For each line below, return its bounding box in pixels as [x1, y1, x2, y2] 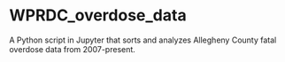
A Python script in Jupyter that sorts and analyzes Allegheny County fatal [9, 35, 277, 45]
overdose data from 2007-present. [9, 43, 135, 54]
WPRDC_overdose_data [9, 5, 188, 26]
